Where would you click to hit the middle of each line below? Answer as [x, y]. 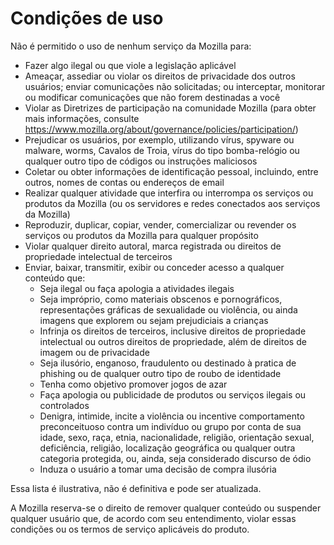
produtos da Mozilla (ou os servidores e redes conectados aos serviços [172, 203]
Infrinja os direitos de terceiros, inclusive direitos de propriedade [173, 331]
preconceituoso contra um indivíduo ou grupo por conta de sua [170, 426]
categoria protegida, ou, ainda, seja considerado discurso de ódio [175, 458]
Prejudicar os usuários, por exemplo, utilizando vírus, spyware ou [159, 139]
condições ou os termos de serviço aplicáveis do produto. [130, 529]
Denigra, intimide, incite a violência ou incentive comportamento [172, 416]
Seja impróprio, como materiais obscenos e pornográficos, [161, 299]
